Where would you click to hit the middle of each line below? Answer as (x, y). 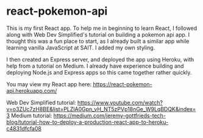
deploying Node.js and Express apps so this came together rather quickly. (99, 72)
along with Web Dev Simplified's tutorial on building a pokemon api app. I (98, 34)
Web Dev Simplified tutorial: (41, 103)
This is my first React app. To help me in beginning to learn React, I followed (102, 28)
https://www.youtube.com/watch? (120, 103)
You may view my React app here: (49, 84)
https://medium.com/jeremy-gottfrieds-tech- (109, 115)
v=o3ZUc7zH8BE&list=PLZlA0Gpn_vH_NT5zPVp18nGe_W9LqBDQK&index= (101, 109)
